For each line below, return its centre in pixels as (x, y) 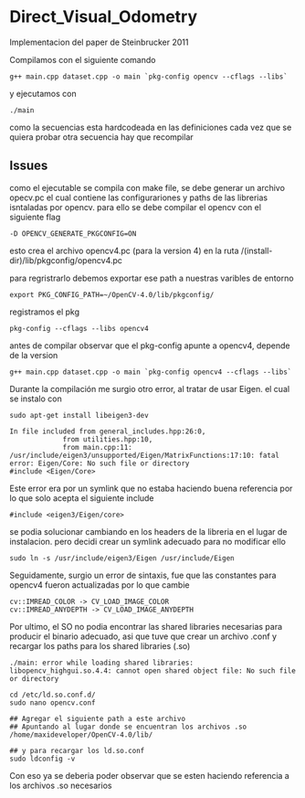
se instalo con (36, 399)
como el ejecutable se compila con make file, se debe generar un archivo (147, 187)
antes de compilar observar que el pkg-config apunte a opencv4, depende (150, 346)
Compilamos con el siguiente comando (83, 59)
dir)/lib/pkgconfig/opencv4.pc (66, 260)
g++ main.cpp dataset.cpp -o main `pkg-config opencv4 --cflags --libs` (151, 372)
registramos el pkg (45, 312)
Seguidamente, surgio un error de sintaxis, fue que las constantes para (143, 575)
